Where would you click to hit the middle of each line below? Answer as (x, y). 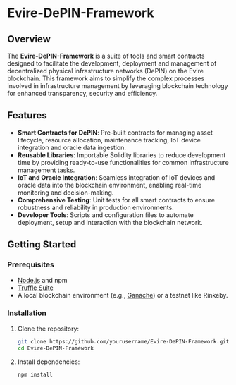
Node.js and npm (42, 280)
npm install (35, 374)
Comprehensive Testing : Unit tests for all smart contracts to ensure (116, 200)
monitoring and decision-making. (66, 192)
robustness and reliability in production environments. (95, 207)
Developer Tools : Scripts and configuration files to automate (105, 215)
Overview (29, 39)
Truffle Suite (36, 288)
